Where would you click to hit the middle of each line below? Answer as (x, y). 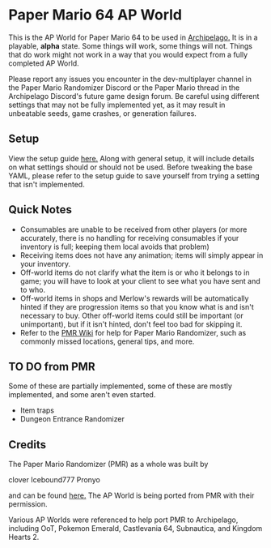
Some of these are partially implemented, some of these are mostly (121, 386)
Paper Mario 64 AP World (95, 15)
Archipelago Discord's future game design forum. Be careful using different (134, 96)
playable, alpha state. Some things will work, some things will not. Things (131, 45)
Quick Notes (40, 210)
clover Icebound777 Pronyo (55, 480)
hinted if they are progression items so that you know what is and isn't (137, 306)
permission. (28, 504)
